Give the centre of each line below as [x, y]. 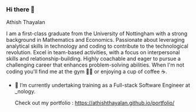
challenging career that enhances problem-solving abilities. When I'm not [95, 65]
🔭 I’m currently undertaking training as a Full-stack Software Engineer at [102, 85]
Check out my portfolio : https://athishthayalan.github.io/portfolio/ [94, 103]
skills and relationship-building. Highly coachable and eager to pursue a [94, 59]
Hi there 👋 [21, 9]
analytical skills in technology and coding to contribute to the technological [97, 46]
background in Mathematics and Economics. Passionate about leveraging [95, 40]
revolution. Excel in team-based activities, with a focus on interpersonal [93, 52]
